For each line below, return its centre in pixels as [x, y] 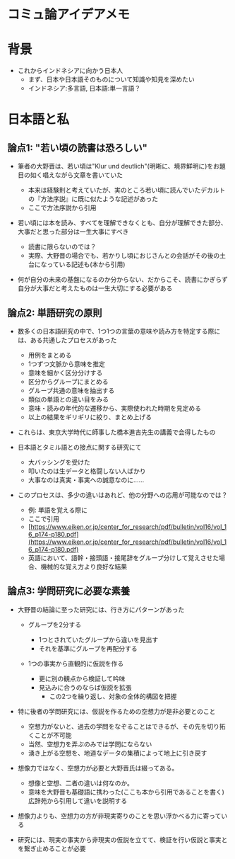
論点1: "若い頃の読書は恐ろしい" [78, 148]
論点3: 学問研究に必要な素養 [69, 591]
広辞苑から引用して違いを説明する [78, 800]
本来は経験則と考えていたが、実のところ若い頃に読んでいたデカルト [127, 190]
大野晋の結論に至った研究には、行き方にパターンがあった [101, 609]
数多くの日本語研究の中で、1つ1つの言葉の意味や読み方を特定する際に [119, 331]
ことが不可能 [53, 735]
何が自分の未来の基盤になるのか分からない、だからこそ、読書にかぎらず [122, 280]
